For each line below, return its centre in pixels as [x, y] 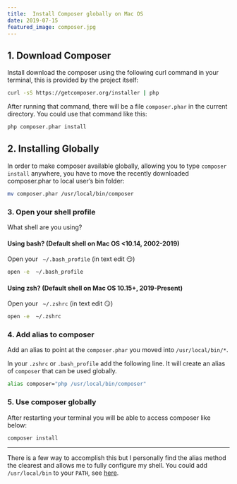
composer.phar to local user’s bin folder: [66, 181]
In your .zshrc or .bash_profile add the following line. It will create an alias [116, 363]
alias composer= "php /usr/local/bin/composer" [77, 384]
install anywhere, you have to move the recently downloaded [98, 173]
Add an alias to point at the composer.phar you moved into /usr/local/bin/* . [118, 350]
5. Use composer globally [52, 402]
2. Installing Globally [53, 149]
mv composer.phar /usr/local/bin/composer [71, 194]
